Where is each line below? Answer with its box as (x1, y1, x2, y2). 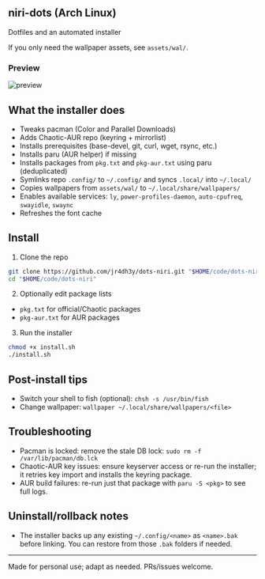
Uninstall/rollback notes (8, 509, 129, 523)
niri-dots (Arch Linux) (8, 6, 117, 20)
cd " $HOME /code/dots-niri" (8, 274, 97, 283)
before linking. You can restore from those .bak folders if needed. (19, 539, 233, 548)
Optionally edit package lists (19, 289, 112, 299)
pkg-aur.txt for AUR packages (19, 312, 120, 323)
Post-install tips (8, 373, 88, 386)
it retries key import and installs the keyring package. (19, 470, 192, 479)
